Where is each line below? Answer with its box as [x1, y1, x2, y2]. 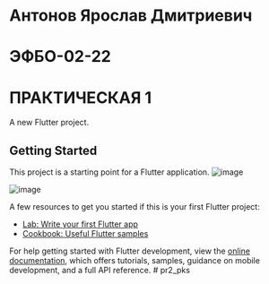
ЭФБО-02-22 [9, 47, 112, 67]
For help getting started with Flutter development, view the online [9, 245, 251, 256]
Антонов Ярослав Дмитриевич [9, 5, 253, 26]
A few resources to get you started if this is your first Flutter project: [9, 202, 260, 212]
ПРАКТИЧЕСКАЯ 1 [9, 87, 152, 108]
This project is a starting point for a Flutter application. [9, 167, 210, 177]
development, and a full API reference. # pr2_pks [9, 265, 191, 276]
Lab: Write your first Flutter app [22, 219, 139, 229]
